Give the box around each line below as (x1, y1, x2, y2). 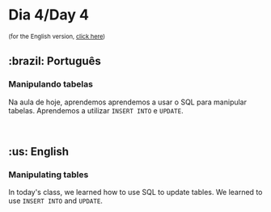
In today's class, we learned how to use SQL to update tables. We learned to (8, 188, 263, 197)
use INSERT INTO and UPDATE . (8, 196, 104, 206)
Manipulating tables (8, 168, 89, 180)
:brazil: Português (8, 54, 101, 68)
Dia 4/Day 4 (8, 6, 89, 24)
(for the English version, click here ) (8, 32, 106, 40)
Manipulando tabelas (8, 78, 93, 90)
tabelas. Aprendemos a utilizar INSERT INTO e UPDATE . (8, 105, 184, 115)
